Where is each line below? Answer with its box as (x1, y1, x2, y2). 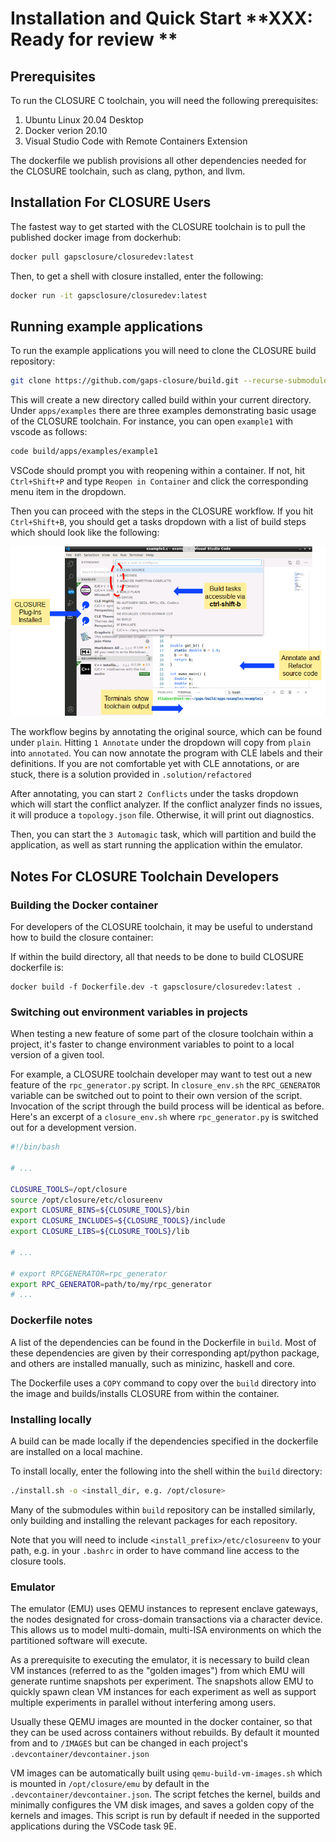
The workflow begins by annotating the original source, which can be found (10, 726, 323, 738)
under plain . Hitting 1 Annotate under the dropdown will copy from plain (10, 737, 312, 749)
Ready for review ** (10, 28, 178, 51)
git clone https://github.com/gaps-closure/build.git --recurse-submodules (10, 376, 333, 386)
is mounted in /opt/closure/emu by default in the (10, 1778, 210, 1790)
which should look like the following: (10, 527, 160, 539)
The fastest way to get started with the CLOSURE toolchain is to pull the (10, 220, 306, 232)
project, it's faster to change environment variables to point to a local (10, 1038, 295, 1051)
